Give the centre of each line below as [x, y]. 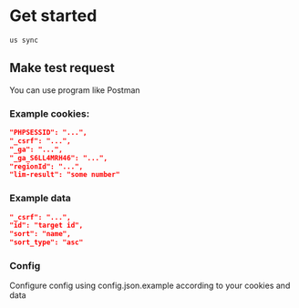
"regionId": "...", [46, 166]
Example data [40, 199]
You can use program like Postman [75, 90]
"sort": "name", [40, 234]
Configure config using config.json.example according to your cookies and [150, 286]
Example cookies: [50, 113]
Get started [53, 16]
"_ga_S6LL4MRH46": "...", [58, 158]
